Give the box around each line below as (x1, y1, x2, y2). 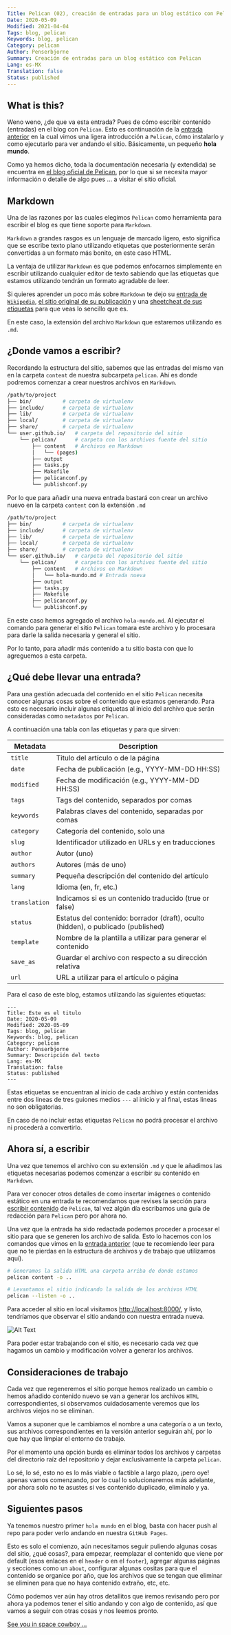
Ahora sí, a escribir (7, 1143, 90, 1155)
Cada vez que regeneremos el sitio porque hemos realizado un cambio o (7, 1385, 213, 1393)
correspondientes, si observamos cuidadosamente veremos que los (7, 1399, 200, 1407)
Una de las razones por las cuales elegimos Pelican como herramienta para (7, 214, 222, 221)
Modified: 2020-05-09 (7, 1021, 69, 1028)
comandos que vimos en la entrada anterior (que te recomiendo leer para (7, 1239, 215, 1247)
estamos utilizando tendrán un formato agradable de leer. (7, 277, 170, 284)
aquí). (7, 1254, 24, 1262)
